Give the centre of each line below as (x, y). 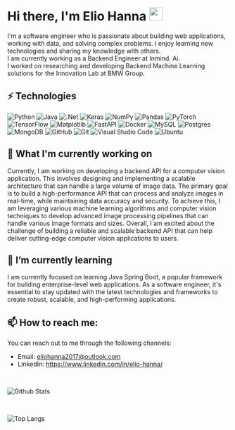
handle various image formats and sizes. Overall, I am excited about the (111, 223)
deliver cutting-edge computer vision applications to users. (93, 238)
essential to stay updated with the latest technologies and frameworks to (113, 292)
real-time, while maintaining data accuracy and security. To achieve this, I (114, 201)
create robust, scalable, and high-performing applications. (92, 300)
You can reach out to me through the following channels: (89, 343)
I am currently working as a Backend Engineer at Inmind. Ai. (94, 58)
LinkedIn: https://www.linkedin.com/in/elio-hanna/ (90, 364)
